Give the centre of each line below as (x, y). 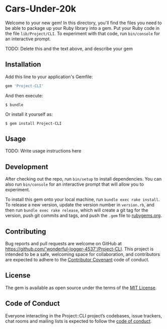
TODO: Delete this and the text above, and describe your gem (69, 48)
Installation (23, 64)
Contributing (26, 231)
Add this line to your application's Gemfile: (49, 77)
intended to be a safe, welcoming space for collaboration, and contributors (82, 254)
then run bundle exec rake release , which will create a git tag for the (77, 210)
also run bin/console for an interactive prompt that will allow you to (75, 184)
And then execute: (24, 95)
